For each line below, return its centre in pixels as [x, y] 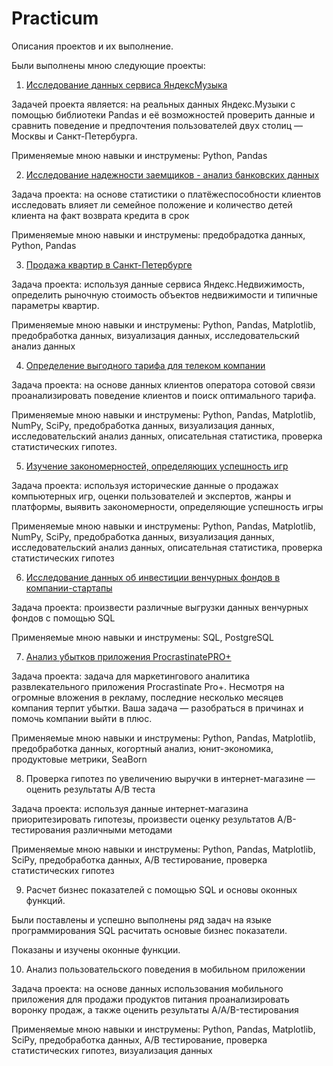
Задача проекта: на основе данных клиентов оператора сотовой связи [163, 384]
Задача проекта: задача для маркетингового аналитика [131, 676]
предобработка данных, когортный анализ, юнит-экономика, [142, 748]
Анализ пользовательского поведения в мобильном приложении [165, 969]
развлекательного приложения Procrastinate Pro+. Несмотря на [148, 686]
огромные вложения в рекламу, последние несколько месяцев [147, 697]
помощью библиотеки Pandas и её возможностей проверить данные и [163, 114]
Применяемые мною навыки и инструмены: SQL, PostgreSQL [142, 637]
